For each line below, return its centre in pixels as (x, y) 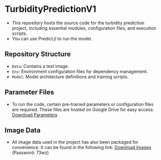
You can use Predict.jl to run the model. (52, 39)
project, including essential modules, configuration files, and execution (84, 28)
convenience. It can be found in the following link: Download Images (81, 148)
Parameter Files (29, 92)
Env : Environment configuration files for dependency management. (80, 71)
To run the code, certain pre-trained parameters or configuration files (83, 104)
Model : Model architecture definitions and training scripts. (70, 77)
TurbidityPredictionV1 (51, 9)
